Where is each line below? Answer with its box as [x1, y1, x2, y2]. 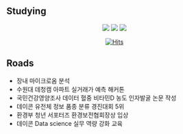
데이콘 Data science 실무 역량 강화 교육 [16, 119, 123, 127]
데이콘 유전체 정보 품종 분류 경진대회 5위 [16, 102, 125, 110]
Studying [6, 5, 47, 17]
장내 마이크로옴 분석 [16, 77, 70, 85]
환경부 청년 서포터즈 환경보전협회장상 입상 [16, 111, 129, 119]
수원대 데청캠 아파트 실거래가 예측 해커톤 [16, 85, 125, 93]
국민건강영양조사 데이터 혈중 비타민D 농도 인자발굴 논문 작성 [16, 94, 177, 102]
